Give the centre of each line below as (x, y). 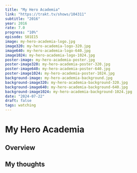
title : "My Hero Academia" (33, 10)
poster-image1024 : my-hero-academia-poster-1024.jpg (60, 74)
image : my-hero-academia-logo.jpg (40, 42)
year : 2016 (16, 23)
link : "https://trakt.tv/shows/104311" (46, 14)
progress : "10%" (22, 32)
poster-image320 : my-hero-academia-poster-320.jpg (58, 64)
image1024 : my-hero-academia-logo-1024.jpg (50, 55)
